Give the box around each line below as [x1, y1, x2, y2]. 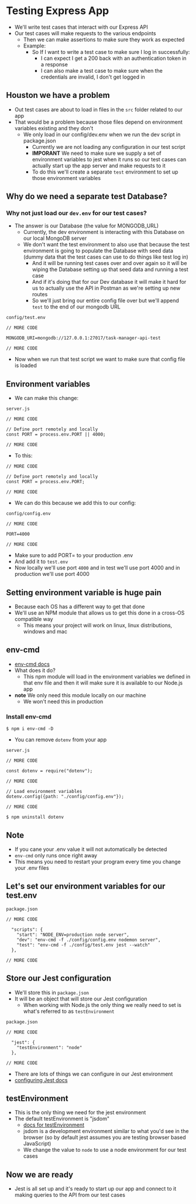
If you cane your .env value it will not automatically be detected [14, 846, 167, 853]
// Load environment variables [6, 789, 82, 795]
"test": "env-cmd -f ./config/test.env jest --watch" [16, 942, 150, 948]
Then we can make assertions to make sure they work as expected [23, 36, 185, 43]
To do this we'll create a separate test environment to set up [32, 168, 178, 175]
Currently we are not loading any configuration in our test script [32, 143, 185, 150]
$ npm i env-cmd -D [6, 726, 54, 732]
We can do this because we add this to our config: [14, 500, 136, 507]
